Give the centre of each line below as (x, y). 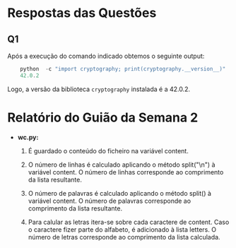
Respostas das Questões (82, 13)
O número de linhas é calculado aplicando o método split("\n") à (122, 165)
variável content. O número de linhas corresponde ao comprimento (126, 172)
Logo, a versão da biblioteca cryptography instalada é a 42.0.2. (99, 89)
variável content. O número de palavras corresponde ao (110, 201)
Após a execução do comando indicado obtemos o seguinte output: (106, 56)
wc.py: (28, 137)
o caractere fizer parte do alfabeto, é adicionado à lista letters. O (122, 229)
